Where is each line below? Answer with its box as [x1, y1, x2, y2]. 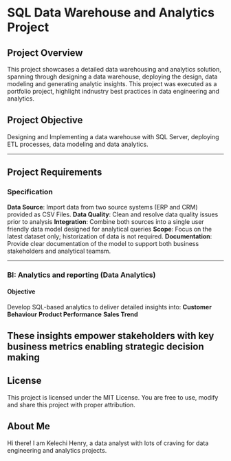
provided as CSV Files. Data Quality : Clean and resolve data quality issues [7, 210, 219, 218]
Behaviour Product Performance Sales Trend [7, 310, 139, 318]
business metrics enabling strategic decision [7, 341, 204, 353]
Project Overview [7, 47, 83, 59]
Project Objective [7, 114, 83, 126]
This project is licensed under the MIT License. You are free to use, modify [7, 393, 219, 401]
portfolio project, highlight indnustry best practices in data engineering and [7, 88, 220, 95]
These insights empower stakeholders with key [7, 330, 214, 342]
